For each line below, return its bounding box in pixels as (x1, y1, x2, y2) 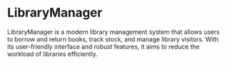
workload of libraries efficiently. (7, 50, 98, 58)
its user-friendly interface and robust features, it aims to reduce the (7, 42, 200, 50)
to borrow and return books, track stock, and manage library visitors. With (7, 35, 219, 43)
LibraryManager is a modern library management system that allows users (7, 28, 220, 36)
